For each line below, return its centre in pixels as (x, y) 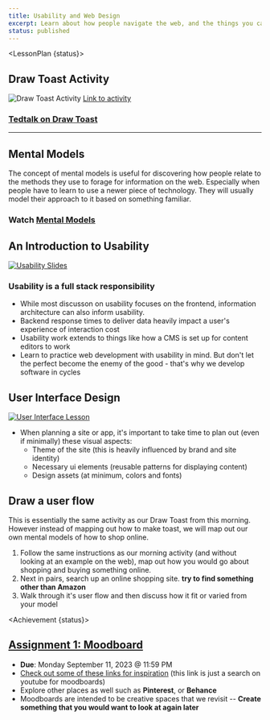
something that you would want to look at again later (109, 707)
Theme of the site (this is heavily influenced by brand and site (134, 450)
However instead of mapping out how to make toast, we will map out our (128, 528)
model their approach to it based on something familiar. (100, 199)
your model (39, 604)
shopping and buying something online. (85, 569)
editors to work (45, 346)
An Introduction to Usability (79, 246)
